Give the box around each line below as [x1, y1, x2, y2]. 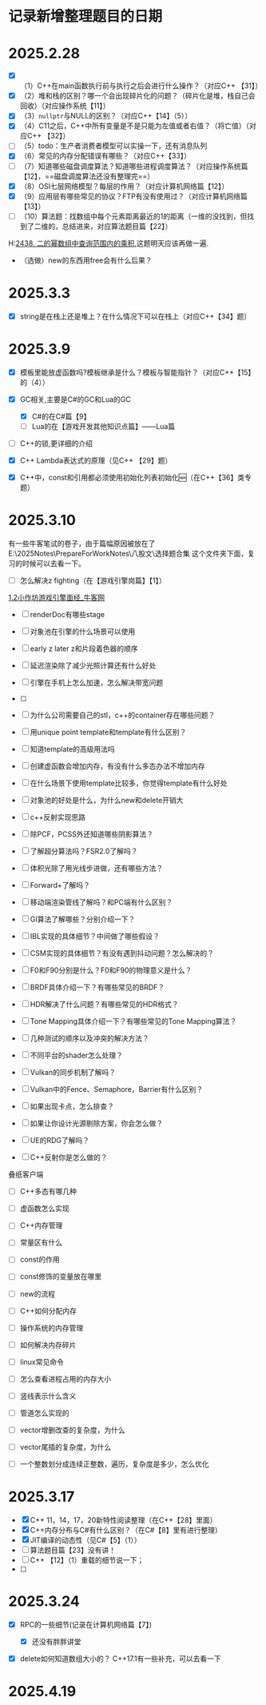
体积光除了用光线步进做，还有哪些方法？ [30, 864, 164, 873]
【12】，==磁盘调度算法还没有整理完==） [19, 171, 155, 181]
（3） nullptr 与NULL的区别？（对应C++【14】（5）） [19, 111, 193, 121]
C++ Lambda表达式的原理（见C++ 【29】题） [19, 455, 173, 465]
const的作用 [19, 1254, 60, 1265]
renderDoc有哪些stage [30, 610, 105, 620]
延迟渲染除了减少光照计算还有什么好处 [30, 661, 157, 671]
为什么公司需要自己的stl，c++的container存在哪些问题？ [30, 710, 216, 720]
